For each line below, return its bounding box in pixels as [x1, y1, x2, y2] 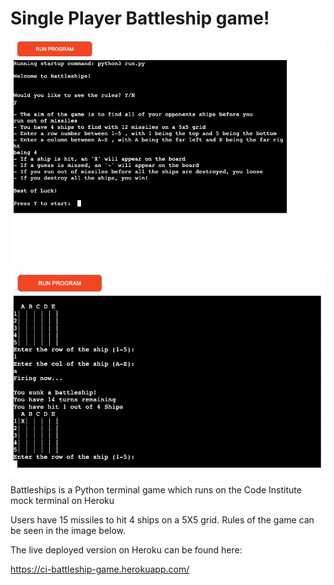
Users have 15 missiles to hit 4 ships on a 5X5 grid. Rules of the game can [10, 514, 315, 526]
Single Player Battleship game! [10, 7, 270, 30]
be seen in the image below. [10, 525, 127, 537]
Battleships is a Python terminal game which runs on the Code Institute [10, 484, 302, 496]
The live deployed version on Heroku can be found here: [10, 544, 243, 556]
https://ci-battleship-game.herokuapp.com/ [10, 563, 190, 576]
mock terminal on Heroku [10, 495, 115, 507]
